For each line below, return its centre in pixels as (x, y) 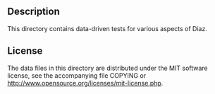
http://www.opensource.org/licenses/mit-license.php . (85, 83)
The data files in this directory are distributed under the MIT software (107, 68)
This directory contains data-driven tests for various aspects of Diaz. (107, 28)
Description (33, 12)
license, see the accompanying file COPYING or (77, 75)
